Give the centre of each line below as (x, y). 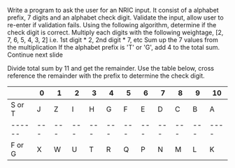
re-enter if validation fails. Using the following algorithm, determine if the (112, 25)
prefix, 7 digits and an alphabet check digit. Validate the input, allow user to (115, 17)
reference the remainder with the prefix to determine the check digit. (106, 76)
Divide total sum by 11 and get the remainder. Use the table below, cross (111, 68)
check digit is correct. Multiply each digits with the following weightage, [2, (115, 32)
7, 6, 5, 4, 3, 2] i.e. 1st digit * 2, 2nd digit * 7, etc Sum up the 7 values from (113, 40)
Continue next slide (35, 55)
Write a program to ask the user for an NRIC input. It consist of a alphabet (113, 10)
